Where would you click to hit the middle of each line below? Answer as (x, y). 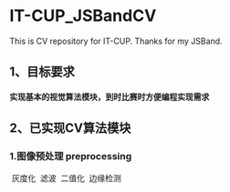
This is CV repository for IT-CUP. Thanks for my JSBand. (116, 41)
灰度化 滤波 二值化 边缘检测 (66, 177)
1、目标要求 (42, 72)
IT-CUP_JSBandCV (83, 16)
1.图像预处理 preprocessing (71, 157)
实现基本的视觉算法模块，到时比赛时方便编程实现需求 (110, 96)
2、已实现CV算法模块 (70, 128)
